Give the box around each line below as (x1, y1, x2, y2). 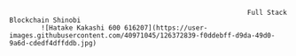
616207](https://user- (123, 24, 208, 32)
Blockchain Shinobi (9, 16, 82, 24)
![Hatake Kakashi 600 (41, 24, 121, 32)
